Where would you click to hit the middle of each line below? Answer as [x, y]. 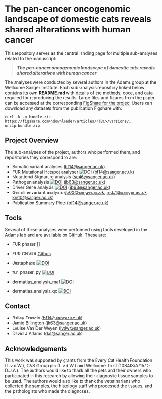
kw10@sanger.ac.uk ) [33, 197]
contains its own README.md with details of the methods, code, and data [79, 93]
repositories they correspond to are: [41, 157]
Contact [17, 306]
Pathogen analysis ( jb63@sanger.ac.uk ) [59, 182]
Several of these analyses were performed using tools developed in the [76, 229]
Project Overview [32, 140]
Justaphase [24, 263]
